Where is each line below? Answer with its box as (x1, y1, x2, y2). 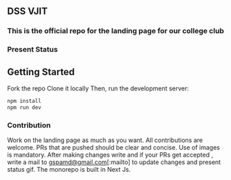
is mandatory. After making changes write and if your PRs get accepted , (7, 151, 214, 159)
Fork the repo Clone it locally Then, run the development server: (7, 84, 190, 92)
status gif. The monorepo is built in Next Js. (7, 166, 131, 174)
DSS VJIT (7, 6, 48, 17)
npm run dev (7, 103, 41, 111)
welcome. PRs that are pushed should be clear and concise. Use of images (7, 143, 221, 152)
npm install (7, 98, 41, 105)
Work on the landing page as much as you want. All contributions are (7, 136, 203, 144)
